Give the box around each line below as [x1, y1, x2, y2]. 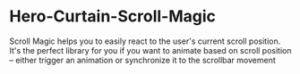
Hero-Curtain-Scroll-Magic [9, 6, 217, 27]
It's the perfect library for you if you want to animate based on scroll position [9, 45, 293, 55]
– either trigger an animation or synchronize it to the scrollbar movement [9, 54, 276, 65]
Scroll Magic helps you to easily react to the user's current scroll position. [9, 36, 281, 46]
